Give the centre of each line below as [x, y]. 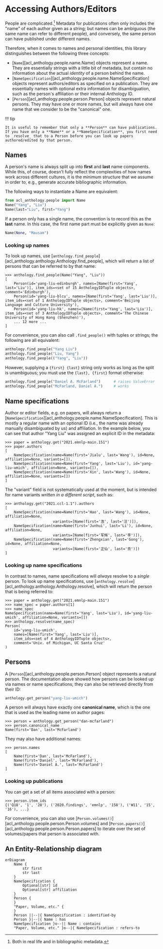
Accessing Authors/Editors [61, 9]
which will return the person [124, 586]
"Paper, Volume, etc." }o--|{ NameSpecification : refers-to [77, 928]
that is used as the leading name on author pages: [55, 712]
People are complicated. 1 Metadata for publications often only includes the [80, 23]
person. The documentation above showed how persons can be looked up [79, 679]
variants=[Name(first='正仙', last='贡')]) [96, 549]
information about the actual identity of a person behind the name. [78, 73]
